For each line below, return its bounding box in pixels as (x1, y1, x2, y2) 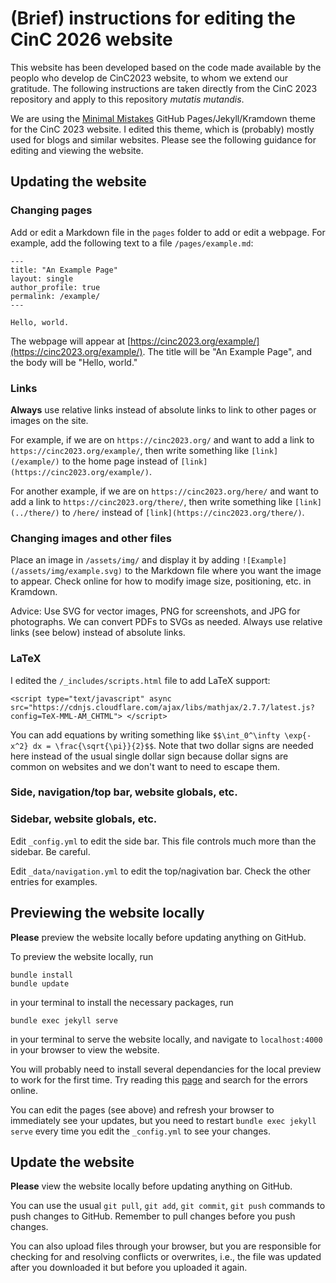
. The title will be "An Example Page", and (142, 345, 313, 357)
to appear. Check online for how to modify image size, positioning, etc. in (10, 575, 312, 587)
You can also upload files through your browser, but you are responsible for (10, 1240, 322, 1252)
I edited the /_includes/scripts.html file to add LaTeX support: (10, 674, 271, 686)
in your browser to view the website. (10, 1043, 160, 1056)
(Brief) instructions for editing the (10, 7, 296, 30)
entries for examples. (10, 875, 98, 887)
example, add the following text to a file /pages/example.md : (10, 237, 254, 249)
